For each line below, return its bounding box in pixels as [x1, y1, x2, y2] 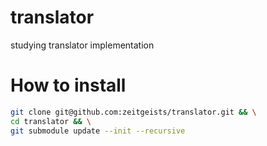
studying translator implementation [10, 39, 155, 51]
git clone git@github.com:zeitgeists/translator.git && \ [10, 107, 257, 117]
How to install [10, 74, 127, 97]
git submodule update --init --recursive [10, 126, 186, 136]
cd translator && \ [10, 116, 92, 126]
